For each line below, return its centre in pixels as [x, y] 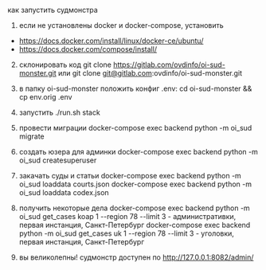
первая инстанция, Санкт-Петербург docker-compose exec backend [135, 225]
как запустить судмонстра [53, 10]
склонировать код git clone [65, 65]
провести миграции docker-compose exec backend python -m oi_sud [135, 128]
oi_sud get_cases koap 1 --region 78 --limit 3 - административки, [127, 216]
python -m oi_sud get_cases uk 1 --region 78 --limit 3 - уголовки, [126, 233]
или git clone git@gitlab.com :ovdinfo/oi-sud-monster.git [150, 73]
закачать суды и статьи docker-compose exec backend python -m [130, 176]
